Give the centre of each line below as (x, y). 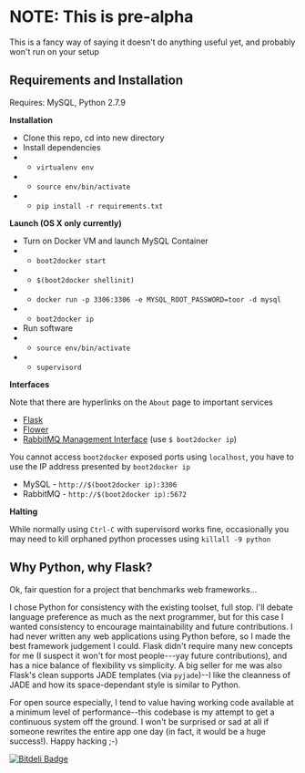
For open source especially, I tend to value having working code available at (152, 702)
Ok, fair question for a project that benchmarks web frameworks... (133, 589)
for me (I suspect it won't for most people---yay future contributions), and (148, 655)
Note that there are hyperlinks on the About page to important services (141, 402)
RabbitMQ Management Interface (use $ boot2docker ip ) (130, 438)
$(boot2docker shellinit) (85, 280)
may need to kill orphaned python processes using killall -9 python (140, 539)
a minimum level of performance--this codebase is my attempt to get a (142, 712)
